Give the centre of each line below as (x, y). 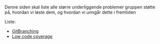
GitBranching (25, 31)
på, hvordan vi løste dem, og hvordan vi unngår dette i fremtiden (70, 12)
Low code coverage (32, 36)
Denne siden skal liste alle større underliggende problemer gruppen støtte (80, 7)
